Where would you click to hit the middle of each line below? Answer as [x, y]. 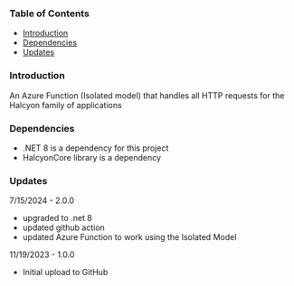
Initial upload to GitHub [65, 272]
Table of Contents [50, 14]
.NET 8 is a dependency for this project [95, 148]
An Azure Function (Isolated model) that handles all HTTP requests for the [147, 95]
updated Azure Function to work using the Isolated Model [129, 237]
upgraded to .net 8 [57, 218]
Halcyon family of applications [66, 105]
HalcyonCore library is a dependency [91, 157]
